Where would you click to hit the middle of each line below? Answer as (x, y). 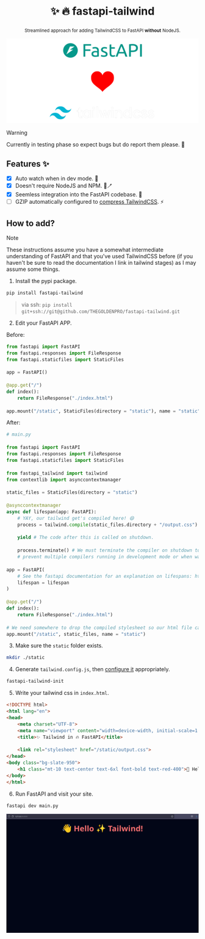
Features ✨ (28, 164)
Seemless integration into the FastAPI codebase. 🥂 (79, 195)
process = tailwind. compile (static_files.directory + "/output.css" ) (108, 525)
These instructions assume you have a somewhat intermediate (85, 250)
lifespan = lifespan (43, 583)
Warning (17, 133)
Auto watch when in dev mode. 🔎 (57, 179)
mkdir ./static (26, 658)
